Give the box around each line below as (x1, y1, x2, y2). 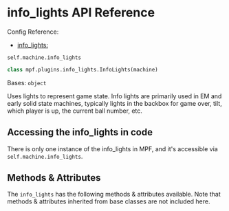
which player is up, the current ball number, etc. (7, 107, 143, 115)
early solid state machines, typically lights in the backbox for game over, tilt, (7, 99, 222, 107)
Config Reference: (7, 27, 59, 36)
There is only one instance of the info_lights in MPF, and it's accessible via (7, 144, 218, 153)
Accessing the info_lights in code (7, 126, 153, 138)
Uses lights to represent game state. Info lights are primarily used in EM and (7, 91, 222, 100)
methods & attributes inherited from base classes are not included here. (7, 197, 210, 206)
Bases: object (7, 78, 47, 87)
